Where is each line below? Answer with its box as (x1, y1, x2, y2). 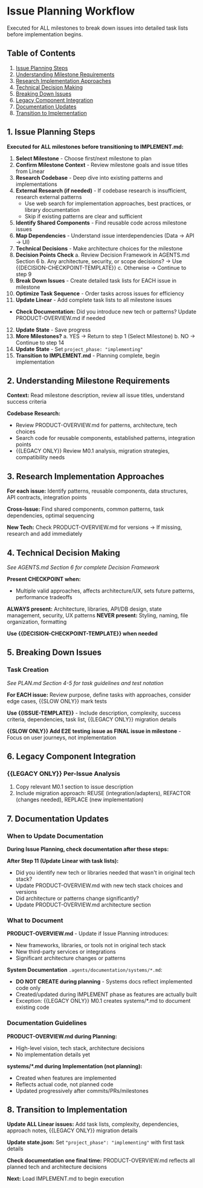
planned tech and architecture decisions (7, 1163, 108, 1170)
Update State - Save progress (15, 326, 91, 333)
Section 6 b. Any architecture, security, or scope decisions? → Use (15, 257, 182, 264)
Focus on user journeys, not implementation (7, 733, 117, 741)
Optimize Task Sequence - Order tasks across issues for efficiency (15, 289, 184, 297)
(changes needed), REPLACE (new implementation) (15, 796, 144, 803)
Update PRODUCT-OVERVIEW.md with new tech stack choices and (15, 882, 183, 889)
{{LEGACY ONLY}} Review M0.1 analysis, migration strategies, (15, 447, 170, 455)
